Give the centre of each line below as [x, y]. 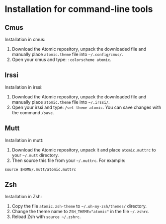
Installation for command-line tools [79, 9]
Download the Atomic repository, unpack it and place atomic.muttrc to [84, 149]
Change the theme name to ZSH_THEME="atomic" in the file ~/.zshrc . [81, 212]
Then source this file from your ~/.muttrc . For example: [69, 160]
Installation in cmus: [25, 39]
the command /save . [33, 112]
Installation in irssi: [24, 87]
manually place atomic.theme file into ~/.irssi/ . [61, 102]
